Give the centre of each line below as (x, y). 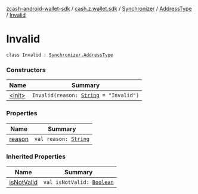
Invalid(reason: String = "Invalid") (86, 96)
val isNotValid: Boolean (79, 182)
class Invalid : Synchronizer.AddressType (60, 55)
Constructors (26, 70)
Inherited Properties (36, 156)
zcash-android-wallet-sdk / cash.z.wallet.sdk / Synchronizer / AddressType (99, 9)
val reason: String (62, 139)
